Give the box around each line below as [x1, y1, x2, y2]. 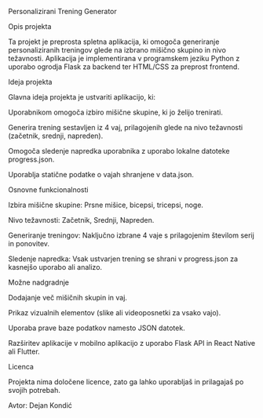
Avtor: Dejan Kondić [8, 401, 73, 410]
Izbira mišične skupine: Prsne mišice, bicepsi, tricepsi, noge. [8, 200, 204, 209]
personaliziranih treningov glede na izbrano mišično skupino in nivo [8, 45, 226, 54]
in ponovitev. [8, 239, 49, 248]
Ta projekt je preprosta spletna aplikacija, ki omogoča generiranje [8, 37, 220, 46]
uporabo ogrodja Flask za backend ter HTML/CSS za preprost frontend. [8, 62, 239, 71]
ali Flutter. [8, 347, 41, 356]
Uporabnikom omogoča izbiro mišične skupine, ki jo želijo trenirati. [8, 107, 224, 117]
